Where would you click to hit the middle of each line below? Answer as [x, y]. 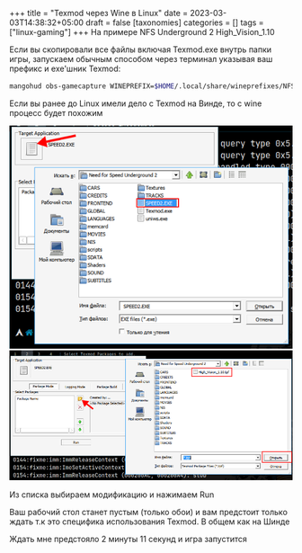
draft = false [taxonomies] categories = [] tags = [174, 22]
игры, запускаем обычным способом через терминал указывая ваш [141, 59]
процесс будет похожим [56, 112]
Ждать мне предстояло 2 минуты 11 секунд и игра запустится [128, 540]
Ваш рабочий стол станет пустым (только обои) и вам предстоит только [148, 513]
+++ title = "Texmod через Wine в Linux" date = [99, 13]
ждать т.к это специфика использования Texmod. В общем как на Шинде [150, 522]
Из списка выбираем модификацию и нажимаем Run [112, 495]
